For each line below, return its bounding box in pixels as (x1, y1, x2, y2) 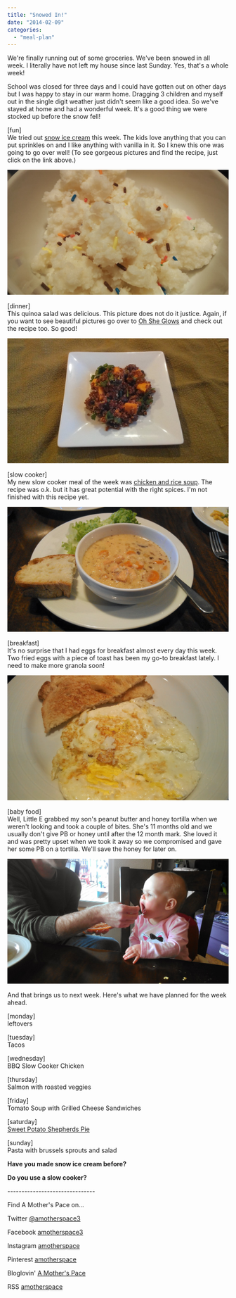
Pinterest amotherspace (7, 1255, 77, 1264)
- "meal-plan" (13, 34, 55, 41)
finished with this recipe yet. (7, 493, 89, 501)
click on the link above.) (7, 156, 77, 165)
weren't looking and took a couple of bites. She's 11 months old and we (7, 822, 213, 831)
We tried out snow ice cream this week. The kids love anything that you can (7, 134, 226, 142)
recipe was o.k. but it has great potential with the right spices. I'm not (7, 486, 208, 494)
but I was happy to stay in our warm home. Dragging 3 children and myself (7, 90, 223, 99)
